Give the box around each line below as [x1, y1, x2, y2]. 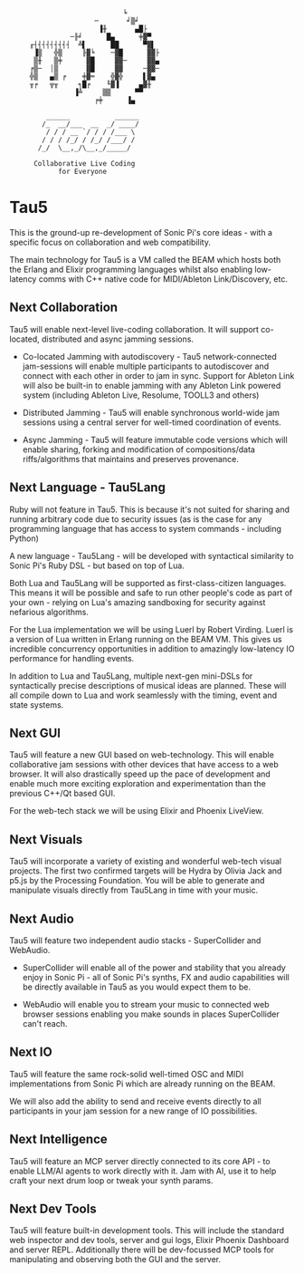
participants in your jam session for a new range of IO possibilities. [9, 1105, 258, 1116]
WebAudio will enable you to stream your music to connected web [22, 999, 270, 1009]
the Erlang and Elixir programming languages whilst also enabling [9, 264, 253, 275]
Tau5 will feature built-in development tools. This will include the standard [9, 1225, 285, 1236]
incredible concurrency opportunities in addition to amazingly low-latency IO [9, 643, 295, 654]
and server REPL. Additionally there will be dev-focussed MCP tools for [9, 1244, 274, 1255]
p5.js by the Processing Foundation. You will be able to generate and [9, 875, 265, 886]
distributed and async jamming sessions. [41, 333, 195, 344]
